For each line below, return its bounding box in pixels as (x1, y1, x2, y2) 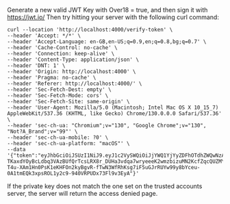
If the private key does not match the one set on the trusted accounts (7, 182, 203, 190)
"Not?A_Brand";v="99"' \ (7, 128, 78, 135)
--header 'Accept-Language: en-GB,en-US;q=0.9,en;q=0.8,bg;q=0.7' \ (7, 38, 207, 45)
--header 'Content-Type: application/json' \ (7, 56, 139, 63)
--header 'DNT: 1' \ (7, 62, 66, 69)
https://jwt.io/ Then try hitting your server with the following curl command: (7, 13, 219, 21)
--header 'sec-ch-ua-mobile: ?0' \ (7, 134, 109, 141)
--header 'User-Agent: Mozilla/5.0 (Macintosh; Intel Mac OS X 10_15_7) (7, 104, 219, 111)
